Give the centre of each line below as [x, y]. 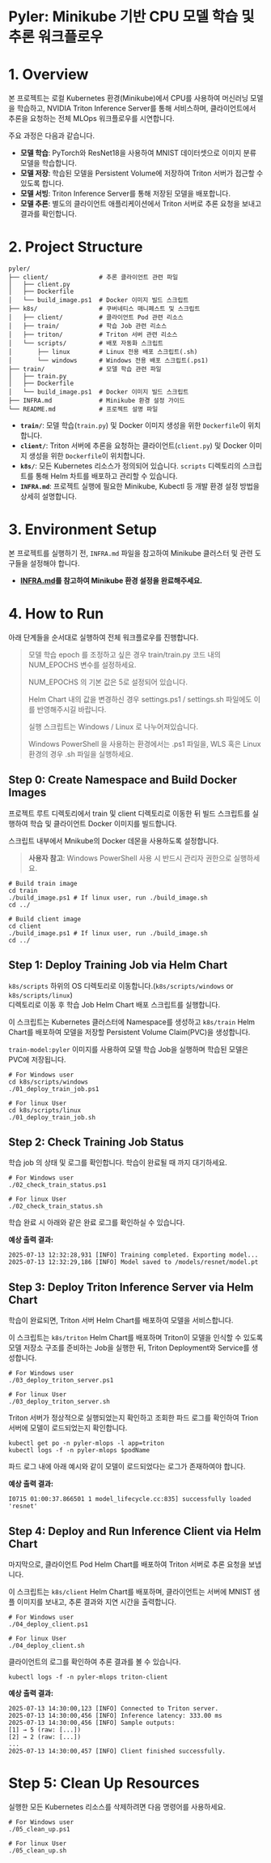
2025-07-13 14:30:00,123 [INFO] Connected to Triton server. [114, 1709]
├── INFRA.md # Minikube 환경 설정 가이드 [97, 401]
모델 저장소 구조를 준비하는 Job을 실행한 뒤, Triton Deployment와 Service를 [129, 1348]
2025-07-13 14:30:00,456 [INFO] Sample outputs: [92, 1723]
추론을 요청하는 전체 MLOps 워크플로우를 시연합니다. [92, 119]
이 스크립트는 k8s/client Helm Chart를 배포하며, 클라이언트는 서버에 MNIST [130, 1591]
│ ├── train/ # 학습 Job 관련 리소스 [88, 326]
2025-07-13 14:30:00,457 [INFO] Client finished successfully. [117, 1751]
